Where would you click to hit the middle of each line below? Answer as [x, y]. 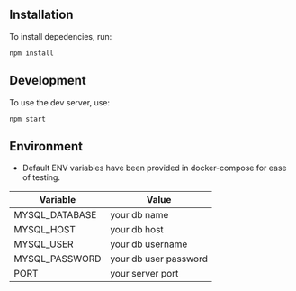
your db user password [159, 259]
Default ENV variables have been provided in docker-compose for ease [155, 168]
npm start [28, 119]
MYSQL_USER [44, 244]
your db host [137, 230]
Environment [46, 146]
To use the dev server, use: [60, 102]
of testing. [41, 177]
